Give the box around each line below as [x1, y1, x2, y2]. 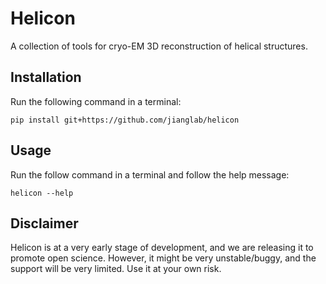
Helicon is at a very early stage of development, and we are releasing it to [10, 242, 314, 254]
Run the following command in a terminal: [10, 95, 182, 107]
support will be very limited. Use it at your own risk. [10, 263, 222, 275]
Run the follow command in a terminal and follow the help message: [10, 168, 290, 181]
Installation [10, 69, 82, 86]
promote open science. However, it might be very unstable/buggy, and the [10, 252, 317, 264]
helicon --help [10, 188, 74, 198]
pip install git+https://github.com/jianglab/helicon [10, 115, 240, 125]
